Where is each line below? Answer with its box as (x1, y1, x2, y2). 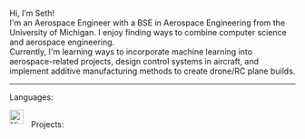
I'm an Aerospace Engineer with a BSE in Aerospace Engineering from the (9, 17, 286, 28)
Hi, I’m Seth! (9, 8, 55, 18)
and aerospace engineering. (9, 36, 115, 47)
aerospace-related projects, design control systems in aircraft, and (9, 56, 260, 66)
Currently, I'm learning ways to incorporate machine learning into (9, 46, 252, 57)
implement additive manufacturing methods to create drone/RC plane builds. (9, 65, 296, 76)
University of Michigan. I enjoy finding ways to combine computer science (9, 27, 288, 37)
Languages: (9, 92, 54, 103)
